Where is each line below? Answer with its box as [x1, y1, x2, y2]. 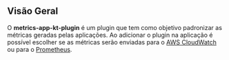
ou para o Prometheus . [7, 45, 72, 53]
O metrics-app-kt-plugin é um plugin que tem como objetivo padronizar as [7, 23, 223, 31]
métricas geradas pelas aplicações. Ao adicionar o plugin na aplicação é [7, 31, 213, 39]
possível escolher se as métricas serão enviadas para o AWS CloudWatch [7, 37, 217, 46]
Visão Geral [7, 5, 59, 17]
